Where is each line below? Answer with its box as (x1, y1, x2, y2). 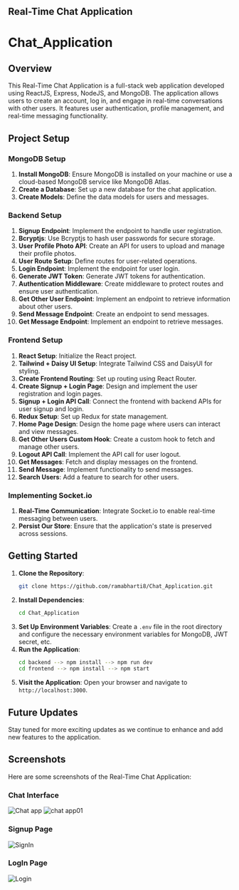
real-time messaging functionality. (8, 112, 109, 120)
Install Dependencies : (18, 595, 85, 604)
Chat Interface (8, 790, 60, 800)
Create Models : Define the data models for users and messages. (18, 192, 209, 202)
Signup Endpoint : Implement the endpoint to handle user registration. (18, 227, 223, 235)
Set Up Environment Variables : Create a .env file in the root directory (18, 622, 223, 631)
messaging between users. (18, 514, 98, 522)
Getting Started (8, 550, 78, 562)
